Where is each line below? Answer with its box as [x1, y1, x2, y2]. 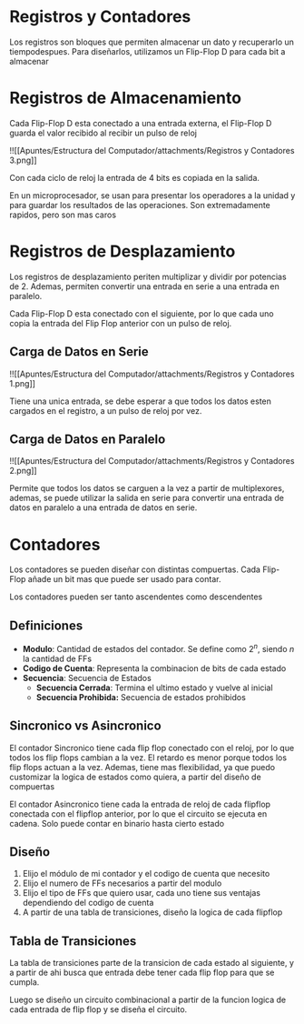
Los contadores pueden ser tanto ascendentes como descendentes [9, 591, 263, 602]
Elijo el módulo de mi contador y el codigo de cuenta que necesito [22, 868, 270, 879]
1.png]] [9, 377, 36, 388]
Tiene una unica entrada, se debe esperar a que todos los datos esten [9, 396, 272, 407]
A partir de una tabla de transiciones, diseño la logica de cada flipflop [22, 907, 283, 918]
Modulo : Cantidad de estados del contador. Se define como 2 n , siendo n [22, 642, 295, 654]
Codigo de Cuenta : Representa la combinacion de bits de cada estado [22, 662, 287, 674]
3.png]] [9, 155, 38, 166]
